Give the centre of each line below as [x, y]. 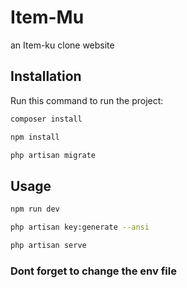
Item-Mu [47, 17]
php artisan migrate [53, 155]
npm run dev [35, 209]
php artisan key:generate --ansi [80, 227]
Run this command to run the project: [87, 100]
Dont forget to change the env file [93, 271]
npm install [35, 137]
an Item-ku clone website [62, 45]
